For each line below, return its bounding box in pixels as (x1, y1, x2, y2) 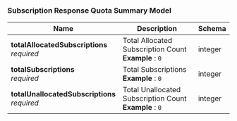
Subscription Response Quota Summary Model (7, 6, 171, 15)
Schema (197, 24, 226, 34)
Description (136, 24, 178, 34)
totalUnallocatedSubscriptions (11, 89, 116, 99)
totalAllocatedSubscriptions (11, 40, 108, 50)
